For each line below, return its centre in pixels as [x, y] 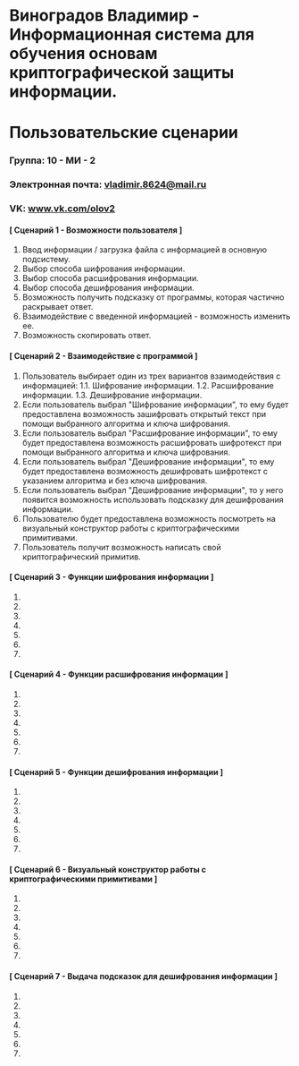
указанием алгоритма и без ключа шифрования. [115, 481]
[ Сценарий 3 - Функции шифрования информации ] [112, 577]
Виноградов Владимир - [104, 16]
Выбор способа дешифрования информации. [108, 288]
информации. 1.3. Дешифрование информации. [112, 395]
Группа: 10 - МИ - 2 [53, 160]
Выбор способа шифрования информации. [104, 269]
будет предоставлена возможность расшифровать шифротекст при [152, 442]
